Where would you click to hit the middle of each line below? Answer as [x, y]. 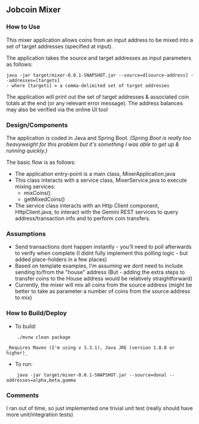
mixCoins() [37, 193]
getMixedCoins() [44, 199]
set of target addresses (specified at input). [60, 46]
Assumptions [26, 234]
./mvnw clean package [44, 337]
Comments [22, 395]
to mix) [23, 298]
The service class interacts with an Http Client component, [87, 205]
